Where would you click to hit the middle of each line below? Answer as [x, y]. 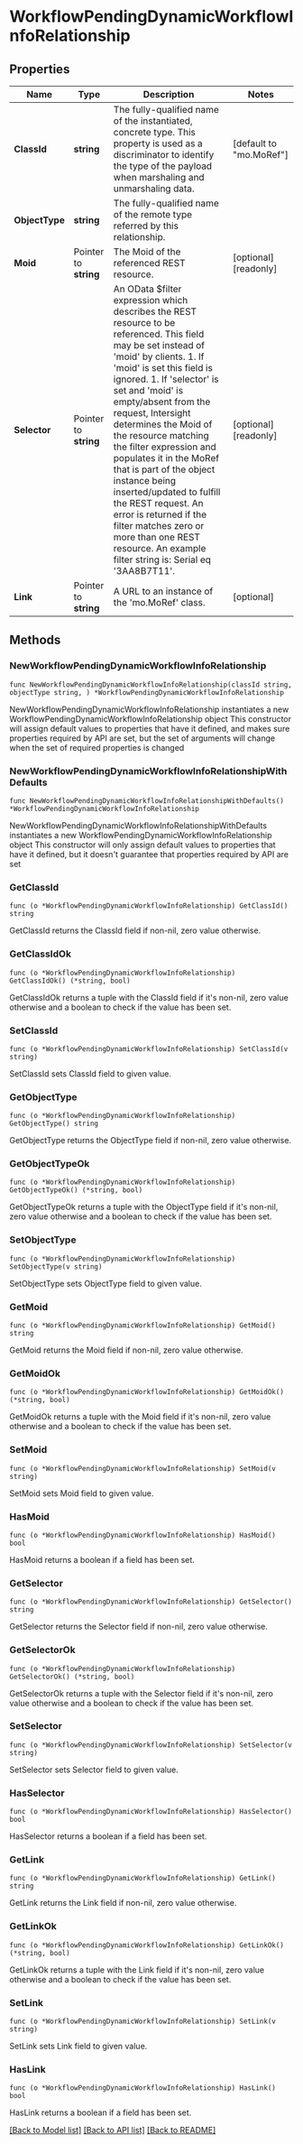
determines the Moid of [163, 424]
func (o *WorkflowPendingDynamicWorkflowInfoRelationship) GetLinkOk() [147, 1945]
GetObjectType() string [54, 1124]
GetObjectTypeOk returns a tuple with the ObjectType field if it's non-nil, [144, 1207]
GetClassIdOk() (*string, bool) [70, 981]
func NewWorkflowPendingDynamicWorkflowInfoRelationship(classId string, [151, 684]
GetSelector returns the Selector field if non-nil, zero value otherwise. [139, 1627]
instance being [145, 481]
